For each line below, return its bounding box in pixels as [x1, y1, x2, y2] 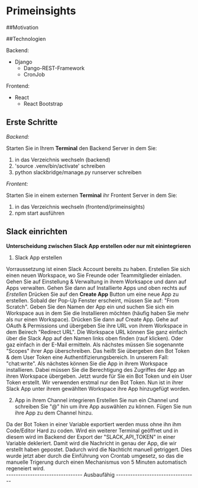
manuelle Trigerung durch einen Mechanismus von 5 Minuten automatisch [6, 458, 187, 465]
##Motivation [6, 24, 39, 31]
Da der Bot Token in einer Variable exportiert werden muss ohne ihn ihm [6, 420, 181, 428]
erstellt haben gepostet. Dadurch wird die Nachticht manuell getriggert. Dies [6, 446, 192, 453]
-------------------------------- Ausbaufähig [6, 471, 115, 478]
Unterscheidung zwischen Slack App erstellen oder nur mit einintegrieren [6, 242, 191, 250]
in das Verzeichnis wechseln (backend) [14, 156, 111, 163]
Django [14, 58, 33, 65]
